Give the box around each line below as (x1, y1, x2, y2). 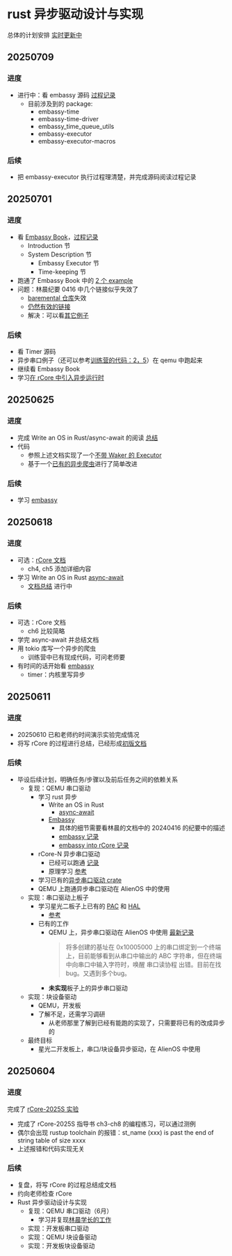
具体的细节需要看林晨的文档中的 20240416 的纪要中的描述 (58, 823, 226, 832)
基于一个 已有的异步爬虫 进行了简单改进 (27, 459, 138, 467)
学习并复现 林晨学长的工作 (38, 1215, 112, 1223)
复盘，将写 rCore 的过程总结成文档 (17, 1180, 117, 1188)
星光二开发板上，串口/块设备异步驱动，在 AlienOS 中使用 (38, 1044, 201, 1053)
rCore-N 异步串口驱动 (38, 849, 101, 858)
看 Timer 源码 (17, 347, 56, 355)
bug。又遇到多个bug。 (65, 969, 131, 977)
